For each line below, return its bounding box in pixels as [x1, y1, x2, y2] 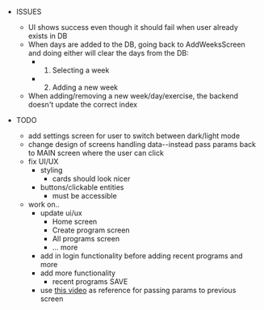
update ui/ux [40, 208, 82, 217]
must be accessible [52, 191, 117, 200]
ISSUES [15, 7, 42, 16]
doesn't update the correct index [27, 100, 138, 109]
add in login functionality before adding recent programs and [40, 251, 243, 261]
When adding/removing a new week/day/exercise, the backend [27, 91, 239, 100]
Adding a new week [52, 82, 119, 92]
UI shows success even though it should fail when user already [27, 23, 238, 31]
